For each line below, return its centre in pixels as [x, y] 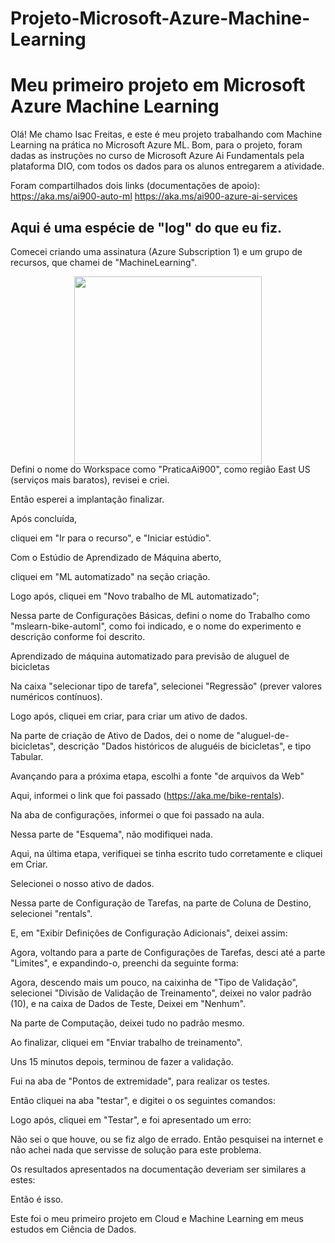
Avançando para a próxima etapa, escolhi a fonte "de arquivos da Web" [157, 776]
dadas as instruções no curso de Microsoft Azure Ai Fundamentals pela [157, 156]
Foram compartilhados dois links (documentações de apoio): [135, 186]
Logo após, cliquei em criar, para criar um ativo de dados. [129, 716]
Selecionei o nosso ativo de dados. [82, 883]
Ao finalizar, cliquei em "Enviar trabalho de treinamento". [126, 1042]
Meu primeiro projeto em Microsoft [158, 85]
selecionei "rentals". [51, 913]
